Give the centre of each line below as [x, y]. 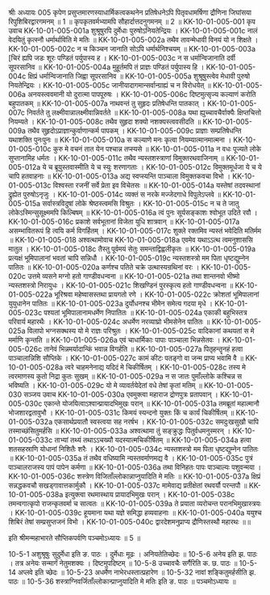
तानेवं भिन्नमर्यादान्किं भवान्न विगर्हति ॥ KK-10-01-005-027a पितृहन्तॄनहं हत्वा [143, 349]
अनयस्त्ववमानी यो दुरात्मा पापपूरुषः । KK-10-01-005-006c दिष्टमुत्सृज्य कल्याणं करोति [142, 94]
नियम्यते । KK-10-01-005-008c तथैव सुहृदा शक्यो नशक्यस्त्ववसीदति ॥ [105, 122]
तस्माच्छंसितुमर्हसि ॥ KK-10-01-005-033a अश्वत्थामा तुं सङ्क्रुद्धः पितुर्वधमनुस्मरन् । [120, 431]
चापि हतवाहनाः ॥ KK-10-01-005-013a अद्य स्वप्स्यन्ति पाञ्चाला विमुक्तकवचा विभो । [120, 176]
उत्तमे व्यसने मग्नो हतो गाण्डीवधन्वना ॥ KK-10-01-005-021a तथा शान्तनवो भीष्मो [134, 276]
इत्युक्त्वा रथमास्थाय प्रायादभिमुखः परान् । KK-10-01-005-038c [150, 494]
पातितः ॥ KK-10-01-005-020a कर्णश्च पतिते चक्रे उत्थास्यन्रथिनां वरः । [104, 267]
